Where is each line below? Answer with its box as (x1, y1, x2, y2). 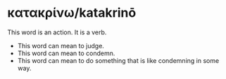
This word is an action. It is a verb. (7, 28, 107, 36)
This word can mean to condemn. (17, 49, 115, 57)
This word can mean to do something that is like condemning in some (17, 56, 220, 64)
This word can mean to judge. (17, 41, 104, 50)
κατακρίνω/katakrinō (7, 5, 137, 21)
